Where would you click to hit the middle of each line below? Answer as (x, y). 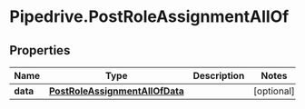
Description (219, 76)
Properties (40, 50)
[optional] (274, 91)
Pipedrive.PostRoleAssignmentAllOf (149, 17)
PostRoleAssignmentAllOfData (116, 91)
